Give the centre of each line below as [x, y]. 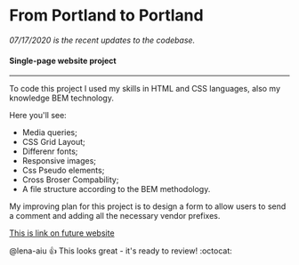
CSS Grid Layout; [54, 142]
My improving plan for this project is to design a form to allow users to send [148, 206]
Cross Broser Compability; [70, 180]
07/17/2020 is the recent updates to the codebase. [102, 40]
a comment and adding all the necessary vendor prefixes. [115, 216]
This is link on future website [62, 233]
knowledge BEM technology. [61, 98]
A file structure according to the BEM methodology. [116, 189]
